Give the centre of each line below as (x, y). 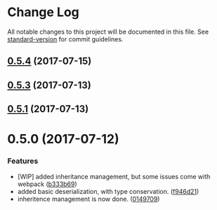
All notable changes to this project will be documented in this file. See (108, 32)
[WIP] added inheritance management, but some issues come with (114, 176)
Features (23, 161)
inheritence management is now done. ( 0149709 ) (88, 199)
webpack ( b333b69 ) (47, 184)
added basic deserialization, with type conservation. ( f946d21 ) (108, 191)
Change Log (43, 12)
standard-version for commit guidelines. (65, 39)
